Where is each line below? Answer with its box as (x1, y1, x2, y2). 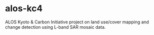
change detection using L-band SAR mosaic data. (5, 24, 106, 30)
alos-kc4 (5, 3, 43, 14)
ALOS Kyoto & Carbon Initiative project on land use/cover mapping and (5, 19, 149, 25)
